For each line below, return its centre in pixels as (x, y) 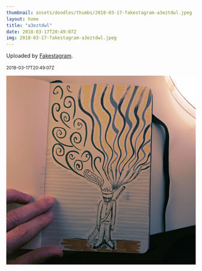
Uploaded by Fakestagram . (40, 56)
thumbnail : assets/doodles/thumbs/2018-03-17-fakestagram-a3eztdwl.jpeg (99, 13)
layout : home (23, 19)
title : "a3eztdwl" (29, 25)
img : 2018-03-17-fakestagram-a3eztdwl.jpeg (62, 38)
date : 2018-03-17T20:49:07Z (41, 32)
